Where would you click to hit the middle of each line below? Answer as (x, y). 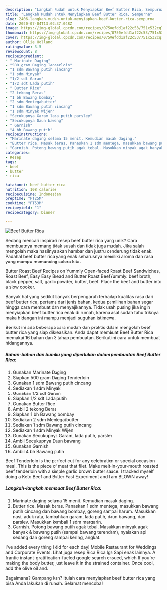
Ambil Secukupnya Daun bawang (47, 441)
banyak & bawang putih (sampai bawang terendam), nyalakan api (80, 532)
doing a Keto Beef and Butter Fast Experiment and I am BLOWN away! (77, 477)
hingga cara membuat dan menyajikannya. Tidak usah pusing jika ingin (78, 307)
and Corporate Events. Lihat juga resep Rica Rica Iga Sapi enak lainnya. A (81, 553)
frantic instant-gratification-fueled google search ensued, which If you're (80, 558)
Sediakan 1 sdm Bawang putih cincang (52, 425)
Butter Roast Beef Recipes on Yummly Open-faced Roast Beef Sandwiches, (83, 271)
